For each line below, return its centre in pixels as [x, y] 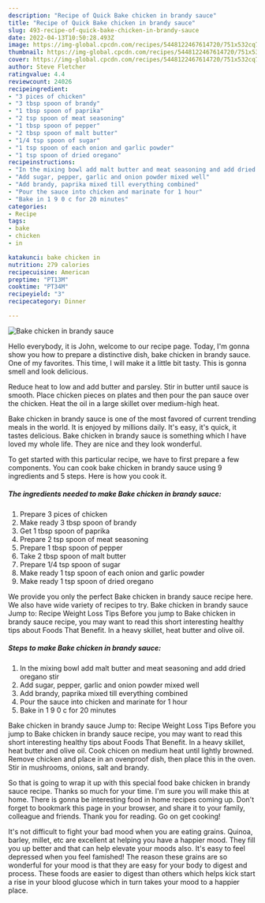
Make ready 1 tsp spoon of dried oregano [86, 581]
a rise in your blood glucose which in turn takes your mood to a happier [124, 882]
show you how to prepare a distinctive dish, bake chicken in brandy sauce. [129, 354]
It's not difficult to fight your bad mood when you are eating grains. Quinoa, [131, 831]
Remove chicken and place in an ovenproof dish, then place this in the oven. [132, 758]
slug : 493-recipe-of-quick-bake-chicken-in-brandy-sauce [104, 30]
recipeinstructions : [42, 163]
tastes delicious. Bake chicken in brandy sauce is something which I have [127, 435]
